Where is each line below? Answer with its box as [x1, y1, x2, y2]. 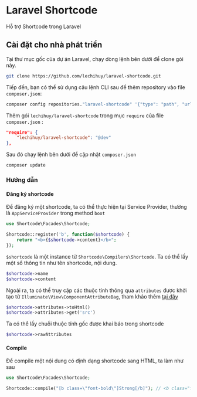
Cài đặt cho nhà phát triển [6, 40, 103, 50]
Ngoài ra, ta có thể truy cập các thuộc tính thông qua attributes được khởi [6, 287, 187, 294]
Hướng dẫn [6, 176, 38, 184]
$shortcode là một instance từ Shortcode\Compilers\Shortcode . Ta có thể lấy [6, 253, 189, 260]
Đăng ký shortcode [6, 190, 54, 197]
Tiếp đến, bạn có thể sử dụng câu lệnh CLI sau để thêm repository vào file [6, 83, 186, 91]
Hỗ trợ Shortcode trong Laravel [6, 23, 81, 30]
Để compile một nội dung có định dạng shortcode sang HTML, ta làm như [6, 357, 184, 364]
